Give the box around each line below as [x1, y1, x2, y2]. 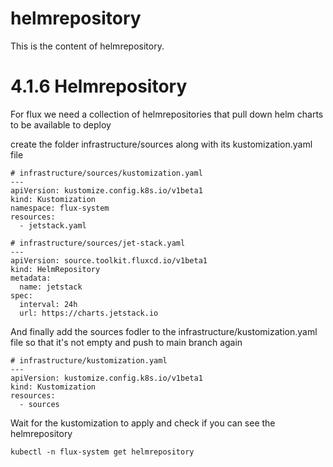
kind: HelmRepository [10, 264, 101, 274]
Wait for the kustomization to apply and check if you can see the [10, 417, 276, 429]
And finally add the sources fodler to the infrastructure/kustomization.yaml [10, 325, 318, 337]
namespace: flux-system [10, 203, 110, 213]
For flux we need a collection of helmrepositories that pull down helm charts [10, 108, 324, 120]
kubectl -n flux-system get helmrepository [10, 447, 195, 457]
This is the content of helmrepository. [10, 40, 165, 52]
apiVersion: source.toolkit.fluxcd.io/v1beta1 [10, 255, 208, 266]
